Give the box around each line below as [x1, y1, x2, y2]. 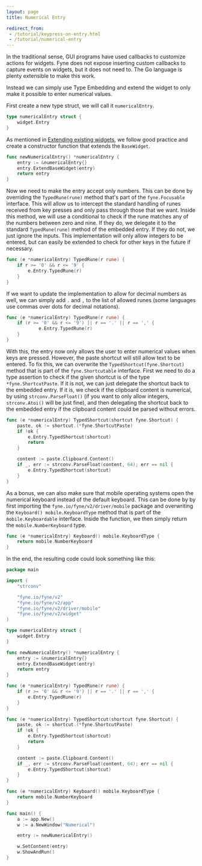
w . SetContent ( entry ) [17, 844, 69, 850]
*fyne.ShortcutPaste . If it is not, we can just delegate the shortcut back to [6, 379, 189, 387]
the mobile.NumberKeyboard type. [6, 521, 87, 528]
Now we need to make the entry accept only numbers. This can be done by [6, 188, 193, 195]
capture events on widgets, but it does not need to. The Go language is [6, 66, 182, 73]
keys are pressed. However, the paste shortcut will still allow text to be [6, 354, 180, 361]
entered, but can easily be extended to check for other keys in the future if [6, 239, 191, 246]
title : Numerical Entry [6, 14, 66, 21]
